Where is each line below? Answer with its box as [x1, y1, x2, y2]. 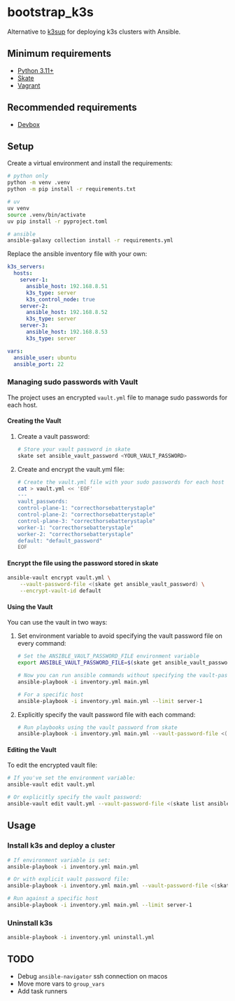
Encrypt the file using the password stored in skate [7, 559, 159, 567]
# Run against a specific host [7, 895, 99, 902]
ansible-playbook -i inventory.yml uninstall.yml [7, 934, 155, 941]
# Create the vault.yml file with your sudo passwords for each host [17, 478, 225, 486]
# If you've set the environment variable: [7, 775, 136, 782]
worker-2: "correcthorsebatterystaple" [17, 531, 134, 538]
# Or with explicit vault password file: [7, 876, 130, 883]
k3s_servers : [7, 264, 45, 271]
